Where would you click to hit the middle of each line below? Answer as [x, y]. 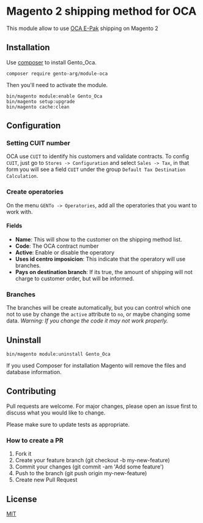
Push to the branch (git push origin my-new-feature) [81, 473]
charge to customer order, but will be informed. [75, 278]
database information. [34, 372]
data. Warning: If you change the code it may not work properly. [87, 321]
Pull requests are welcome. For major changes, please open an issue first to [102, 406]
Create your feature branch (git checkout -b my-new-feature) [92, 460]
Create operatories [35, 192]
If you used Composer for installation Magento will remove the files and [96, 365]
